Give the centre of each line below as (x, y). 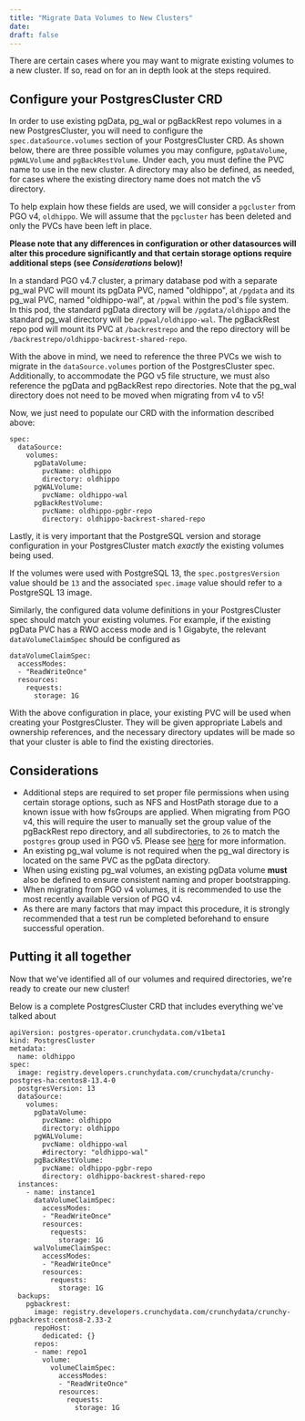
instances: (38, 1184)
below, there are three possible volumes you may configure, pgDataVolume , (148, 150)
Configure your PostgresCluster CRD (116, 99)
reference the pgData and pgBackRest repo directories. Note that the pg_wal (153, 386)
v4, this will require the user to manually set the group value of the (147, 821)
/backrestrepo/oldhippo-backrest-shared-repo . (98, 339)
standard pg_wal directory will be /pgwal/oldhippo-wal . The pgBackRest (145, 319)
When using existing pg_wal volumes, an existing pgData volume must (155, 870)
